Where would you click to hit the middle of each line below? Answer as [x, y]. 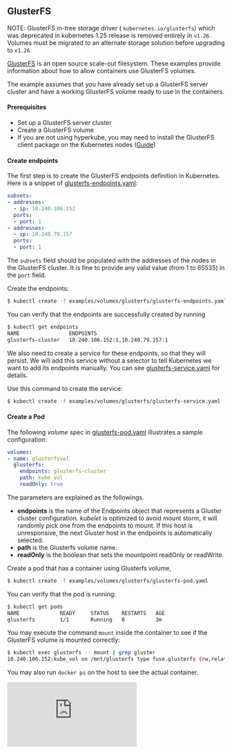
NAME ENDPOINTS [52, 333]
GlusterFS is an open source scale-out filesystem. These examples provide [114, 63]
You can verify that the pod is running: [61, 594]
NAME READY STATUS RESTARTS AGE [86, 613]
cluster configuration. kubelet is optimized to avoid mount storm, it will [117, 518]
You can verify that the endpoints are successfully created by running [106, 314]
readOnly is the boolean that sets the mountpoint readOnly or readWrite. [120, 555]
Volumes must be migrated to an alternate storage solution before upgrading [116, 42]
